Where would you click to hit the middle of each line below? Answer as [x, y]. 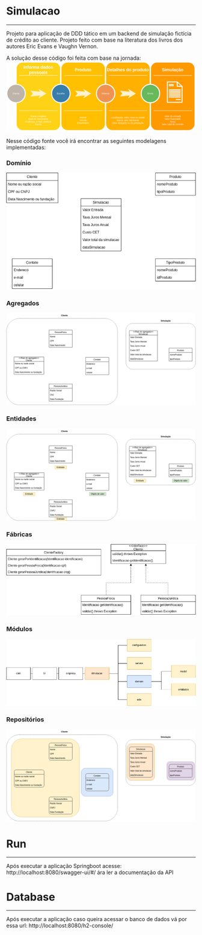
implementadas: [26, 147]
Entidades [21, 419]
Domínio [19, 163]
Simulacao [33, 11]
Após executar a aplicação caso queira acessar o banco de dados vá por [97, 919]
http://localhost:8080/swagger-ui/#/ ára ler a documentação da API [90, 872]
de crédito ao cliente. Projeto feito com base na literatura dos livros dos [95, 40]
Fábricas [19, 534]
